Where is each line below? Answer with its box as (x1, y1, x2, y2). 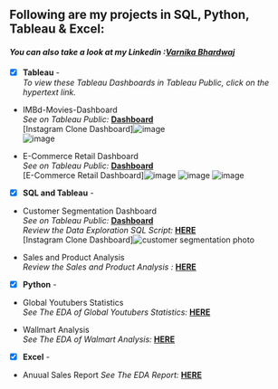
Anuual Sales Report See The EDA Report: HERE (22, 369, 202, 380)
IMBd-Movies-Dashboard (22, 104, 118, 115)
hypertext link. (22, 86, 77, 98)
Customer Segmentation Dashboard (22, 205, 157, 216)
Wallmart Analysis (22, 324, 90, 335)
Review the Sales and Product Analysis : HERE (22, 261, 197, 272)
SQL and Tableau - (22, 187, 94, 198)
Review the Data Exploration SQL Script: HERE (22, 224, 197, 235)
